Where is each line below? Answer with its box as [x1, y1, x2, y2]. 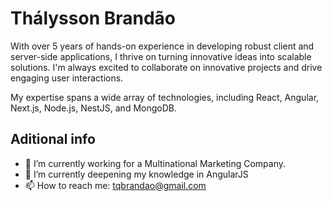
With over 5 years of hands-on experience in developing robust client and [10, 40, 315, 52]
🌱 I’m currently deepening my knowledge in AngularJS [24, 168, 249, 180]
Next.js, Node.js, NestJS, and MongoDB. [10, 102, 177, 114]
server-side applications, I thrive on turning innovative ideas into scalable [10, 50, 312, 62]
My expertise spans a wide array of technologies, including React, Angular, [10, 91, 320, 103]
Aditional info [10, 131, 96, 148]
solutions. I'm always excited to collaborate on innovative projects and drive [10, 61, 323, 73]
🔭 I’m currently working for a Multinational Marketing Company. [24, 157, 287, 169]
